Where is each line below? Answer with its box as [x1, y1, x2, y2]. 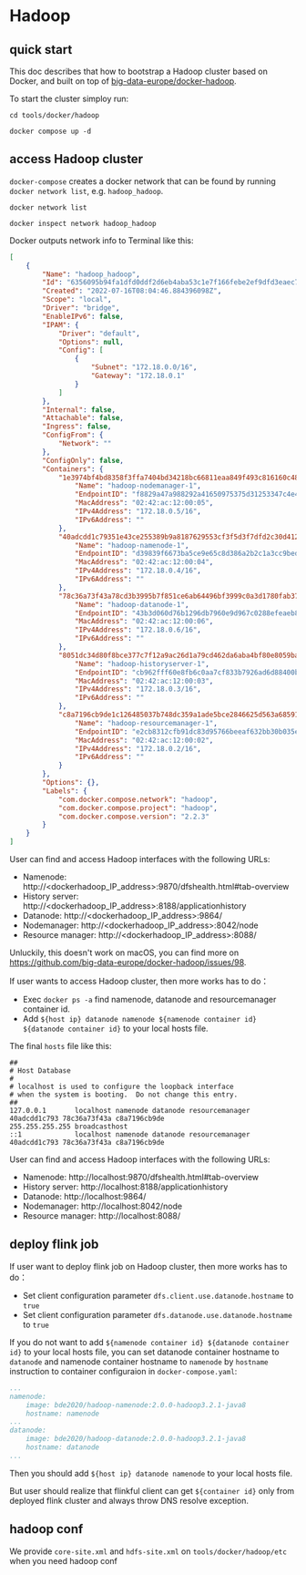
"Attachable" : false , [42, 414, 125, 423]
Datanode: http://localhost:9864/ [22, 1191, 147, 1202]
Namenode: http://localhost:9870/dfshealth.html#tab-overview [22, 1172, 260, 1183]
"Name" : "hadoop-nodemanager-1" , [74, 481, 202, 490]
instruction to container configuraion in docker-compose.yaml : [9, 1365, 238, 1376]
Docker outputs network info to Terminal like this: [9, 234, 194, 246]
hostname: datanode [25, 1443, 100, 1452]
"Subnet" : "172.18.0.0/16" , [90, 363, 198, 372]
